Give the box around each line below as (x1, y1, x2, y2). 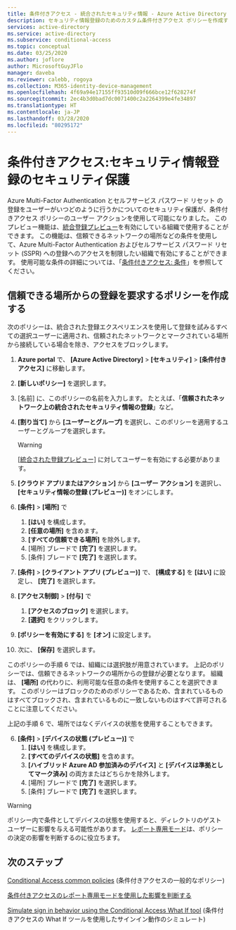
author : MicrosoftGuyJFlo (7, 63, 83, 70)
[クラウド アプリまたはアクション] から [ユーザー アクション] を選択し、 (17, 479, 225, 488)
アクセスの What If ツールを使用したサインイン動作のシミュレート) (13, 915, 206, 924)
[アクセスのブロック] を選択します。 (27, 607, 132, 615)
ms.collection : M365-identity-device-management (7, 82, 152, 89)
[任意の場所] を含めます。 (27, 526, 102, 535)
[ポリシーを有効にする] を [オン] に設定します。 (17, 631, 155, 639)
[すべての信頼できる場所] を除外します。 (27, 535, 144, 544)
